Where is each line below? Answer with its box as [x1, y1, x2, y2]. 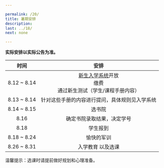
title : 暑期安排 [5, 16, 36, 22]
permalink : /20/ [5, 12, 39, 17]
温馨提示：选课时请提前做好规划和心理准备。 [5, 157, 98, 163]
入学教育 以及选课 [77, 143, 119, 150]
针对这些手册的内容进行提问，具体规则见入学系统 [41, 96, 156, 103]
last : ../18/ [5, 26, 33, 31]
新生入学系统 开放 [78, 72, 119, 79]
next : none [5, 31, 28, 36]
